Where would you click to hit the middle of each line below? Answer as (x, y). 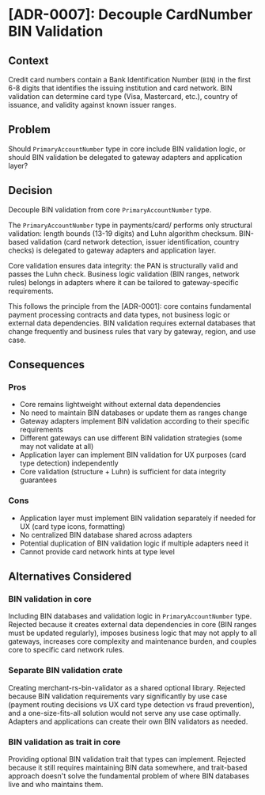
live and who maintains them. (56, 784)
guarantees (38, 480)
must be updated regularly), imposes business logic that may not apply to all (132, 633)
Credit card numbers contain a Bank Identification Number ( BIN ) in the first (130, 80)
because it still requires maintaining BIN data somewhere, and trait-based (128, 767)
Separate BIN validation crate (66, 671)
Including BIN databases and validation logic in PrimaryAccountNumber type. (130, 616)
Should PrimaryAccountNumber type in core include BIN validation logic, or (127, 149)
